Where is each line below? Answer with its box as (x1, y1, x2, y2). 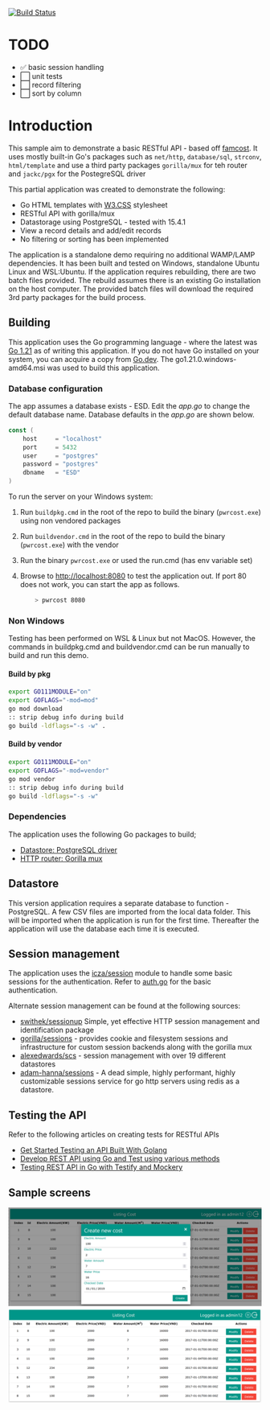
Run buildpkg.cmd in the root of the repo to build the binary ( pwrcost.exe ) (19, 508, 261, 517)
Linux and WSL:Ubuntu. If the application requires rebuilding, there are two (8, 266, 256, 277)
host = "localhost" (22, 434, 103, 442)
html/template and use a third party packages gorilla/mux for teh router (8, 160, 247, 170)
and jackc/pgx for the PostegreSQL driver (8, 169, 146, 179)
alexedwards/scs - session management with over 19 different (19, 1050, 227, 1061)
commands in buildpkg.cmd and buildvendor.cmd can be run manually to (8, 642, 250, 652)
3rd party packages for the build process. (8, 292, 146, 302)
